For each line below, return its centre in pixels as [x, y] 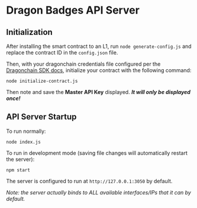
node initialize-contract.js [42, 81]
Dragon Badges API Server [73, 10]
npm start [18, 170]
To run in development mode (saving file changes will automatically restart [97, 153]
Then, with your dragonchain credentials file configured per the [83, 64]
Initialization [30, 32]
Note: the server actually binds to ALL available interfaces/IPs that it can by [98, 192]
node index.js [24, 142]
